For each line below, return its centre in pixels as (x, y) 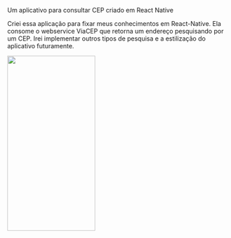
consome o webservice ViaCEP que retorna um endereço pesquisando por (115, 31)
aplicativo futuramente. (41, 46)
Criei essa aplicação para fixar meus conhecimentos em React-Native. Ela (114, 23)
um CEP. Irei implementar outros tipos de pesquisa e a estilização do (106, 38)
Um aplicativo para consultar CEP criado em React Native (91, 10)
